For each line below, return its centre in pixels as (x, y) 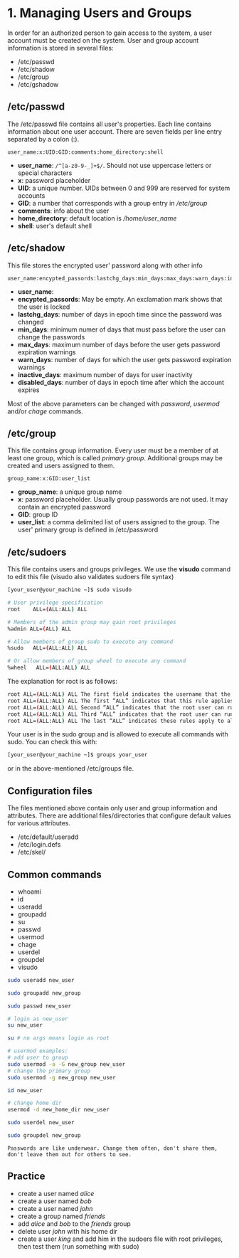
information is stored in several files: (60, 48)
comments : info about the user (63, 211)
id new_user (25, 1090)
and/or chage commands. (45, 411)
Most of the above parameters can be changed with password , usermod (113, 403)
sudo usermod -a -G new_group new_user (67, 1064)
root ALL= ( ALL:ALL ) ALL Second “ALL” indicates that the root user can (116, 707)
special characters (45, 173)
